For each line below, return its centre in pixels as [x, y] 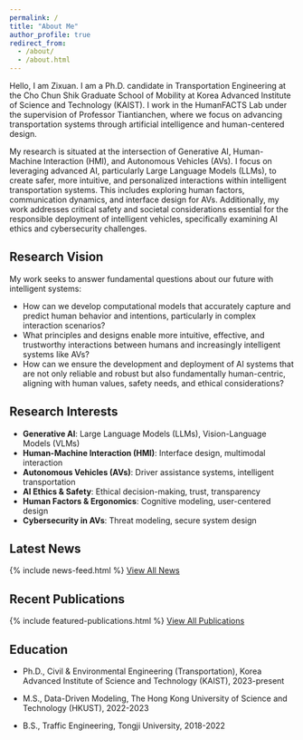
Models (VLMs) [51, 443]
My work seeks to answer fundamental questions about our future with [142, 278]
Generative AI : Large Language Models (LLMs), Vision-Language [144, 433]
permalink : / [34, 18]
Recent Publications [67, 599]
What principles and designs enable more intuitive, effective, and [143, 335]
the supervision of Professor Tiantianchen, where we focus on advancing [146, 115]
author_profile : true [50, 34]
